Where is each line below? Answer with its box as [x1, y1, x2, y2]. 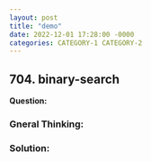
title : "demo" [9, 22, 63, 31]
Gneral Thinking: [9, 118, 84, 130]
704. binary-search [9, 71, 120, 86]
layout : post [9, 13, 58, 22]
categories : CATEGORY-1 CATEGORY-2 [9, 38, 143, 48]
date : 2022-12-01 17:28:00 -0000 [9, 30, 135, 39]
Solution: [9, 141, 50, 154]
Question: [9, 95, 48, 106]
